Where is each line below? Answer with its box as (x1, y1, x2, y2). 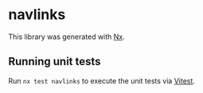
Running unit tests (8, 55, 101, 68)
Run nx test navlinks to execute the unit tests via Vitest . (8, 76, 195, 85)
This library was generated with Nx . (8, 32, 125, 41)
